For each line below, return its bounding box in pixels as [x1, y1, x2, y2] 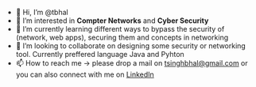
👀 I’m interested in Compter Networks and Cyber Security [15, 16, 209, 25]
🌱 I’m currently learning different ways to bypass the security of [15, 25, 225, 33]
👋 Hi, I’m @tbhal [15, 8, 69, 17]
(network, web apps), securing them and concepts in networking [15, 32, 229, 42]
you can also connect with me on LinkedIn [15, 70, 155, 79]
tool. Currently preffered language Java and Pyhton [15, 50, 184, 59]
